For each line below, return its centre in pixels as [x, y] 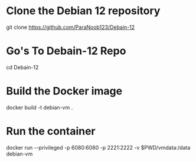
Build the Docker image [64, 91]
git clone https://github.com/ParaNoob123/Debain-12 [71, 27]
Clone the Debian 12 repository [83, 11]
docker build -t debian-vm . [40, 107]
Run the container [51, 131]
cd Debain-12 [22, 67]
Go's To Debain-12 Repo [66, 51]
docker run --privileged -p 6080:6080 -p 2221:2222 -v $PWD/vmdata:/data [98, 147]
